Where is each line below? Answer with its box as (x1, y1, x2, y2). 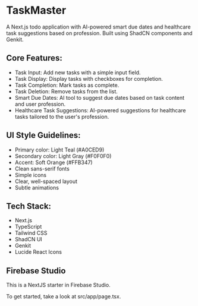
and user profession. (14, 100, 66, 108)
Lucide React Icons (14, 248, 62, 255)
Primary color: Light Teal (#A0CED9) (14, 146, 105, 153)
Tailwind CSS (14, 229, 48, 236)
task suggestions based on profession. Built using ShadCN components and (6, 29, 193, 36)
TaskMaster (6, 4, 67, 17)
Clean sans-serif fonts (14, 165, 70, 172)
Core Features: (6, 53, 62, 63)
